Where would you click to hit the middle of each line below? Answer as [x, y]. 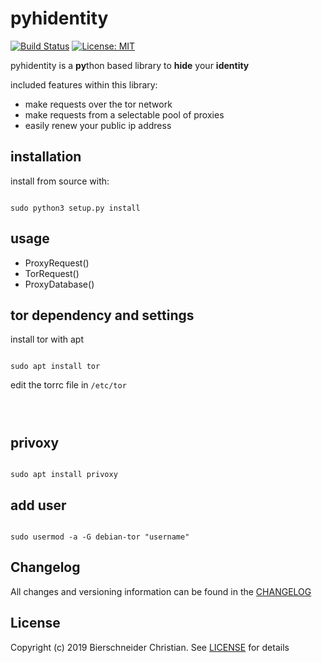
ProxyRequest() [57, 263]
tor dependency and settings [102, 315]
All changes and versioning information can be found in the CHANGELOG [161, 591]
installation [46, 157]
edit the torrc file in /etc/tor [68, 385]
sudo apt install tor [55, 367]
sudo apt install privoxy [64, 475]
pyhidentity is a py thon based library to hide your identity [130, 65]
